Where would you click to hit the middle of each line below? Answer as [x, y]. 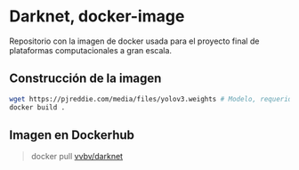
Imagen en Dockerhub [72, 135]
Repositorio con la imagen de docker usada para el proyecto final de [134, 41]
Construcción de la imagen [85, 79]
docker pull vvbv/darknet [77, 157]
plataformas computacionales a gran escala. [90, 50]
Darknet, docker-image [97, 16]
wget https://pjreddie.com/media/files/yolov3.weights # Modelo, [133, 99]
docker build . [37, 107]
